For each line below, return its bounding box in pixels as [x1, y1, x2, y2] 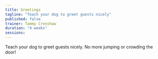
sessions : [5, 30, 26, 35]
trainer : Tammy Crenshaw [5, 21, 56, 26]
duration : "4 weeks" [5, 26, 48, 31]
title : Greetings [5, 7, 41, 12]
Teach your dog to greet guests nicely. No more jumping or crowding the [5, 44, 153, 50]
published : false [5, 16, 41, 21]
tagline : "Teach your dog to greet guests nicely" [5, 12, 112, 17]
